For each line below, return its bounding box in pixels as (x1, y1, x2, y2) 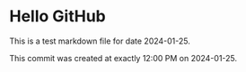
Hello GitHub (9, 6, 106, 27)
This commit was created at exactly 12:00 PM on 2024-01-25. (9, 52, 238, 63)
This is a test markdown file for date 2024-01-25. (9, 36, 191, 46)
